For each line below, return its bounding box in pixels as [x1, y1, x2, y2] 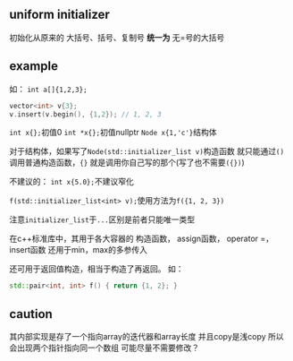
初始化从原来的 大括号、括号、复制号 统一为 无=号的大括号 [9, 31, 225, 43]
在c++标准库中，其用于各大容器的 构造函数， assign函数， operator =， [9, 233, 274, 245]
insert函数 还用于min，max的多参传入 [9, 245, 147, 255]
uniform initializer [9, 7, 110, 22]
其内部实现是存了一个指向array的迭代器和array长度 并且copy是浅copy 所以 [9, 331, 284, 342]
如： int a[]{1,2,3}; [9, 83, 88, 94]
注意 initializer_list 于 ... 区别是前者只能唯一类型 [9, 214, 196, 225]
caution [9, 306, 54, 322]
